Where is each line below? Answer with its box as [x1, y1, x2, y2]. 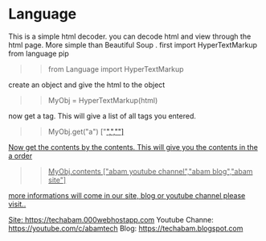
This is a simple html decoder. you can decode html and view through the [8, 31, 252, 41]
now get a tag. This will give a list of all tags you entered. [8, 110, 197, 121]
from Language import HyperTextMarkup [47, 64, 184, 73]
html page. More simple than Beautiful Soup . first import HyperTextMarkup [8, 39, 258, 49]
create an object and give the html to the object [8, 80, 166, 89]
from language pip [8, 48, 70, 58]
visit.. [8, 199, 27, 209]
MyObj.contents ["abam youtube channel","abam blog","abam [47, 166, 253, 176]
